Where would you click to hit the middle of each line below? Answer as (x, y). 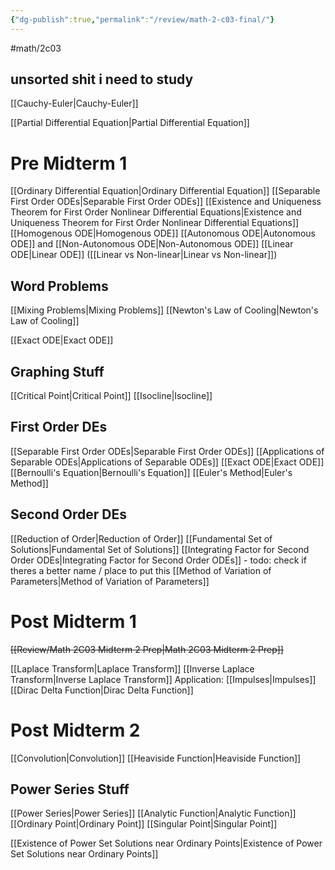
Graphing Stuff (57, 371)
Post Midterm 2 (75, 730)
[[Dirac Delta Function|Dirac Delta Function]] (102, 690)
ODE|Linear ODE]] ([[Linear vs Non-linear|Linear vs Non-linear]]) (144, 255)
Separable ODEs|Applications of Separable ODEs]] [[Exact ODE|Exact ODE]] (167, 462)
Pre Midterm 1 (69, 163)
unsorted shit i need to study (102, 79)
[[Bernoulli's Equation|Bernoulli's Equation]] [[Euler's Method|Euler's (151, 472)
